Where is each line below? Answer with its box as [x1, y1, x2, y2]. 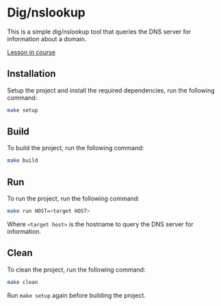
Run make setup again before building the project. [7, 291, 146, 299]
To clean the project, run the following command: [7, 266, 146, 274]
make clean [7, 279, 38, 285]
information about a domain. [7, 34, 87, 43]
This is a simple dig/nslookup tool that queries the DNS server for [7, 27, 192, 36]
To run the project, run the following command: [7, 194, 140, 203]
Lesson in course [7, 48, 56, 56]
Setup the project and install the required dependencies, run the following [7, 86, 215, 94]
